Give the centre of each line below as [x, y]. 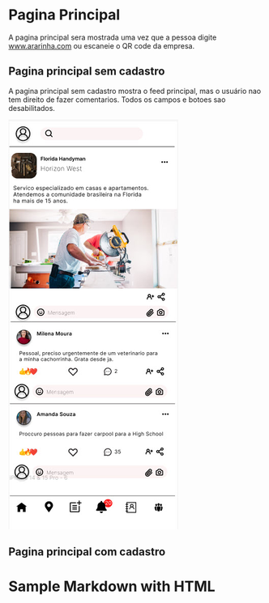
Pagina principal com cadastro [87, 552]
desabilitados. [32, 108]
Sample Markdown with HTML [112, 586]
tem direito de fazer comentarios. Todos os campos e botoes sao [117, 100]
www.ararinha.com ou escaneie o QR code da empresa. [102, 45]
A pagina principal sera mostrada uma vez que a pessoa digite [113, 37]
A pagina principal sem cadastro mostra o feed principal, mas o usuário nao [135, 91]
